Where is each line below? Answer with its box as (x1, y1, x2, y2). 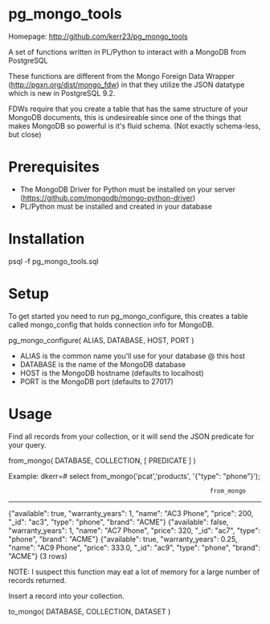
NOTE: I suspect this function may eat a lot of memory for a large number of (8, 567, 260, 576)
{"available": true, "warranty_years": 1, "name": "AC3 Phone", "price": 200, (8, 508, 254, 518)
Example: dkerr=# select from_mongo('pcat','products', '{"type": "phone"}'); (8, 471, 261, 481)
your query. (8, 440, 47, 449)
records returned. (8, 575, 67, 585)
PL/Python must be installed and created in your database (19, 201, 213, 211)
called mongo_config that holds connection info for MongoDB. (8, 320, 215, 329)
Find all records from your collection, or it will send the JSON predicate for (8, 432, 255, 441)
